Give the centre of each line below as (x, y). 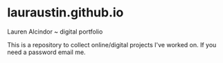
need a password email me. (46, 52)
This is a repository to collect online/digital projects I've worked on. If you (112, 45)
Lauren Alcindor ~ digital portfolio (55, 32)
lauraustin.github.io (65, 13)
